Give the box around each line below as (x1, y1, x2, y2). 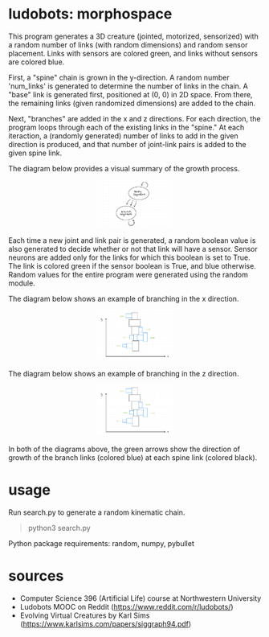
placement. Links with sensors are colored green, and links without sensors (8, 48, 259, 58)
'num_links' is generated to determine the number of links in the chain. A (8, 81, 249, 91)
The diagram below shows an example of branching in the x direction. (8, 294, 239, 304)
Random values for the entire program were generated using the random (8, 270, 249, 280)
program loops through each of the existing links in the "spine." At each (8, 122, 245, 132)
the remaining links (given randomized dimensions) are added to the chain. (8, 98, 256, 108)
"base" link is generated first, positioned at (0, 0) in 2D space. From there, (8, 89, 253, 99)
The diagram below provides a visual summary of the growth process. (8, 163, 240, 173)
